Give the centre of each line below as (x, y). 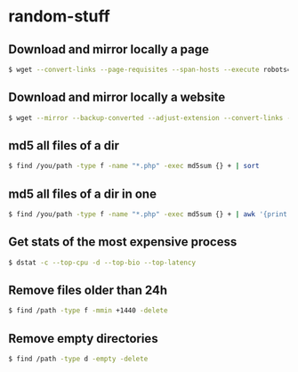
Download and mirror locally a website (117, 97)
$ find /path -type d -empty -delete (78, 359)
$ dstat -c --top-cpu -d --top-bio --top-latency (102, 263)
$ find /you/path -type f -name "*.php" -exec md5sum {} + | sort (134, 166)
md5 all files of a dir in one (83, 194)
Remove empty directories (83, 339)
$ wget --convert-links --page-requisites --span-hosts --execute (134, 69)
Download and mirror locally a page (109, 49)
